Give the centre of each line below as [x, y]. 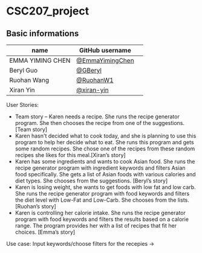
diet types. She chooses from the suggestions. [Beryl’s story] [91, 181]
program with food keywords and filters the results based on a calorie [102, 219]
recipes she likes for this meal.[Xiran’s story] [70, 155]
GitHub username [105, 50]
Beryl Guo [24, 70]
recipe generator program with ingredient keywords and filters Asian [100, 168]
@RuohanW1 [95, 80]
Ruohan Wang [29, 80]
